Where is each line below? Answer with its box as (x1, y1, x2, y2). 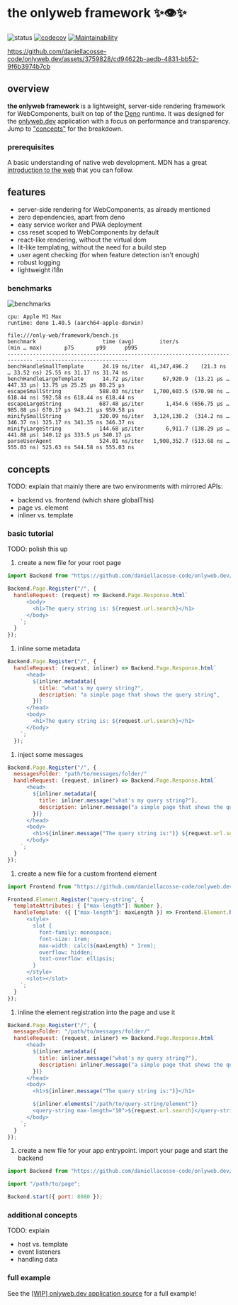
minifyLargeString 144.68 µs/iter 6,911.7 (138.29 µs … (7, 425, 230, 433)
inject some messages (17, 750, 84, 758)
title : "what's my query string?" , (38, 684, 144, 692)
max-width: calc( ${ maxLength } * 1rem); (38, 942, 157, 949)
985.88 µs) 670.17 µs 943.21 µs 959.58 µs (7, 407, 135, 414)
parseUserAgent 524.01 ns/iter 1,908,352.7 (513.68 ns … (7, 438, 230, 445)
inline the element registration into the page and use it (17, 1008, 176, 1016)
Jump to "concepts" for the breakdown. (7, 124, 123, 133)
